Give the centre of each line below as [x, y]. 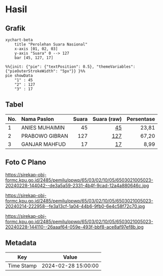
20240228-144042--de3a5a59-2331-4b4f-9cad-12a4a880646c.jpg [77, 185]
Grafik [15, 28]
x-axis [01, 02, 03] [36, 49]
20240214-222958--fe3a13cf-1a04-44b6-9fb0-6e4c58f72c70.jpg [75, 206]
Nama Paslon [38, 119]
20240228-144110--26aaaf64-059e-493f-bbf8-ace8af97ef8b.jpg [74, 227]
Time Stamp [22, 266]
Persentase [141, 119]
